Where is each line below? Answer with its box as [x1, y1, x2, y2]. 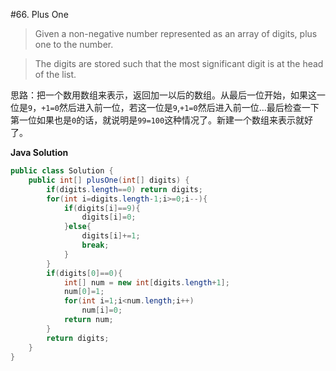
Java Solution [10, 147, 69, 158]
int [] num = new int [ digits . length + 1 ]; [63, 277, 230, 288]
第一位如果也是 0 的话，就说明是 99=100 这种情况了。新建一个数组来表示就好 [10, 114, 314, 126]
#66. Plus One [10, 9, 69, 20]
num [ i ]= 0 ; [81, 305, 123, 316]
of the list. [34, 69, 77, 80]
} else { [63, 222, 92, 232]
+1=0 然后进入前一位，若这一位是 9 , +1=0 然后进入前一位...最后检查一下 [41, 102, 320, 113]
